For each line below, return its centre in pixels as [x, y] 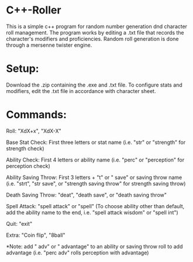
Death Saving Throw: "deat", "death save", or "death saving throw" [86, 195]
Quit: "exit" [19, 223]
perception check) [28, 166]
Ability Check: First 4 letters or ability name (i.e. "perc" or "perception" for [95, 160]
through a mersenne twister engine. [49, 45]
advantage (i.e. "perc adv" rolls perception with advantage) [77, 253]
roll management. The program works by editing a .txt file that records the [95, 32]
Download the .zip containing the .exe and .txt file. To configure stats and [94, 85]
